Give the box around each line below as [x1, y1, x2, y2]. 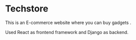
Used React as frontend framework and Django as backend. [5, 29, 128, 35]
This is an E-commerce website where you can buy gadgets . [5, 19, 131, 25]
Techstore [5, 3, 48, 14]
